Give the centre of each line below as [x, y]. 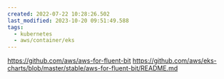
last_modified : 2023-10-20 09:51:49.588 [68, 21]
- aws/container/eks [44, 41]
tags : [15, 27]
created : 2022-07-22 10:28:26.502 [59, 14]
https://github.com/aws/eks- [175, 60]
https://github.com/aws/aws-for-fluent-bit [69, 60]
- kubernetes [33, 34]
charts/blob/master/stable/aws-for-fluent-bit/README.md [93, 68]
